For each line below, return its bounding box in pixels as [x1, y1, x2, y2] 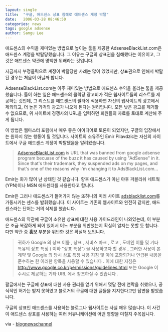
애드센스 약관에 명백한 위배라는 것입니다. [14, 58, 94, 63]
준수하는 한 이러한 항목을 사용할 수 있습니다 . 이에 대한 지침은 [17, 258, 137, 264]
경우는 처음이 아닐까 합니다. [10, 75, 64, 80]
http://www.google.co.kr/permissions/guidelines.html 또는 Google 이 [17, 264, 158, 270]
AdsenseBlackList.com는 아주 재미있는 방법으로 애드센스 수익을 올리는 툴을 [5, 85, 154, 91]
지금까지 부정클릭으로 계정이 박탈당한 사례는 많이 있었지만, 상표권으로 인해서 [5, 68, 154, 74]
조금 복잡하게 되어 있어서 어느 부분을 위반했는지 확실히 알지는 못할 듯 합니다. [10, 223, 159, 228]
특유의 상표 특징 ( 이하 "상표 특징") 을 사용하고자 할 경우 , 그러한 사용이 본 [17, 246, 161, 251]
